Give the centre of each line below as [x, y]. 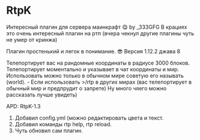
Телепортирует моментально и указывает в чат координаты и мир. [93, 69]
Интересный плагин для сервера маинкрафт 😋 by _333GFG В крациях [97, 27]
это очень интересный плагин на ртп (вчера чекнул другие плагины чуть [100, 33]
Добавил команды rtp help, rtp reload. [63, 124]
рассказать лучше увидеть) [42, 95]
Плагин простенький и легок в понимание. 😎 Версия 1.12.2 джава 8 [93, 51]
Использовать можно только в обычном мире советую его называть [95, 75]
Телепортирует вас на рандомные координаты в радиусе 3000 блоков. [98, 63]
